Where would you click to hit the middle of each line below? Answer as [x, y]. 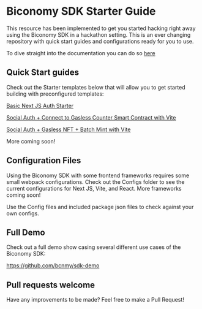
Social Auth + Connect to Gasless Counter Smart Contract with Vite [91, 117]
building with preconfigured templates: [55, 94]
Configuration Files [44, 161]
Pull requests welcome [51, 285]
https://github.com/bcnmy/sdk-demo [53, 265]
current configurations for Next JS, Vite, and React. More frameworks [94, 188]
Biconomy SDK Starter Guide [81, 11]
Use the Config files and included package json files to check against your [100, 207]
